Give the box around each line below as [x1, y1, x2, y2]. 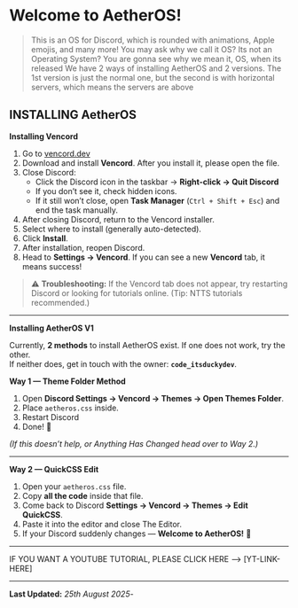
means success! [21, 261, 82, 271]
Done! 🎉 [21, 421, 51, 432]
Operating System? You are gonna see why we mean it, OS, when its [30, 53, 282, 64]
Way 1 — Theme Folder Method [9, 376, 126, 386]
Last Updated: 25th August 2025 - [9, 589, 135, 599]
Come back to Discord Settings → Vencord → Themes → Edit [21, 500, 248, 511]
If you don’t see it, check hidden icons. [35, 185, 177, 196]
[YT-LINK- [243, 553, 281, 564]
